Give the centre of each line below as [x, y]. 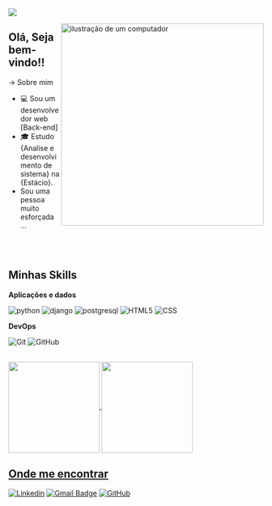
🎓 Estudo [37, 136]
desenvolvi [38, 156]
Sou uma [35, 191]
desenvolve [39, 110]
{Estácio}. [36, 182]
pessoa [32, 199]
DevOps [22, 326]
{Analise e [37, 148]
